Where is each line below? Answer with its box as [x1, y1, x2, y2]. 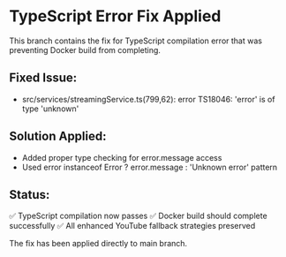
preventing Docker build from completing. [9, 44, 162, 55]
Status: [9, 187, 50, 202]
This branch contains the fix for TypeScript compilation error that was [9, 35, 263, 46]
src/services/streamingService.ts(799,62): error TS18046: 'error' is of [21, 94, 275, 104]
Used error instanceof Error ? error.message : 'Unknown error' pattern [21, 162, 278, 172]
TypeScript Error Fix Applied [9, 6, 222, 26]
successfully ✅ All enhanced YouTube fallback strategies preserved [9, 221, 256, 231]
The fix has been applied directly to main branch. [9, 238, 188, 249]
